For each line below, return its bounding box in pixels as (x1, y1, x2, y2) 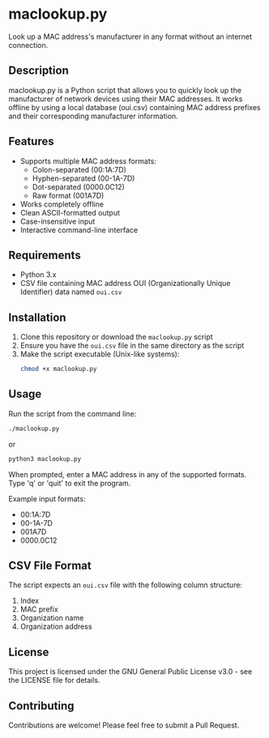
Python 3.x (19, 270, 57, 279)
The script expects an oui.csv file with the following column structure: (8, 580, 243, 590)
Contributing (8, 698, 75, 713)
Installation (8, 310, 66, 324)
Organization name (19, 613, 84, 623)
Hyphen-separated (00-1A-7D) (32, 173, 135, 183)
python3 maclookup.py (8, 454, 82, 463)
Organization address (19, 621, 92, 632)
